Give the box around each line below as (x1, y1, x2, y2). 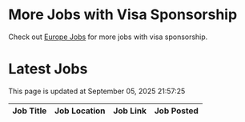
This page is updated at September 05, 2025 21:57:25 (8, 86, 186, 96)
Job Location (54, 105, 106, 116)
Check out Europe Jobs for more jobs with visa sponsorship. (8, 32, 208, 41)
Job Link (113, 105, 147, 116)
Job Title (12, 105, 47, 116)
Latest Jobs (8, 60, 88, 78)
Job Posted (154, 105, 199, 116)
